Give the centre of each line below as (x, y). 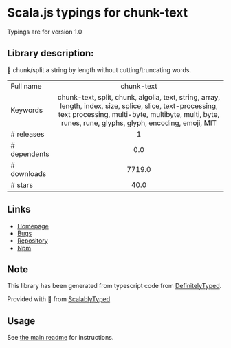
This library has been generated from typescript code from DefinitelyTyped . (114, 286)
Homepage (33, 226)
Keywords (27, 110)
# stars (22, 185)
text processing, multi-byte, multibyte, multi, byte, (139, 114)
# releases (27, 134)
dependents (30, 154)
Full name (26, 86)
